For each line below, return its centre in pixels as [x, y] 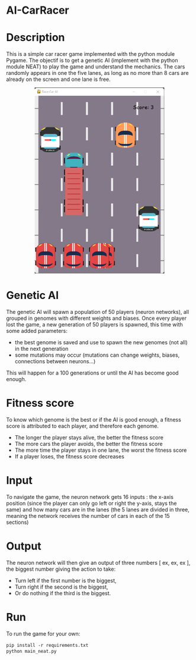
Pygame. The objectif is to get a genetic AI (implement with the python [92, 61]
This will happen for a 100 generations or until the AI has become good [92, 373]
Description [36, 38]
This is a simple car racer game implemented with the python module [91, 54]
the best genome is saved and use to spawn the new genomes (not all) [101, 342]
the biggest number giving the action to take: [61, 569]
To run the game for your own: [43, 633]
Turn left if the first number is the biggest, [65, 580]
